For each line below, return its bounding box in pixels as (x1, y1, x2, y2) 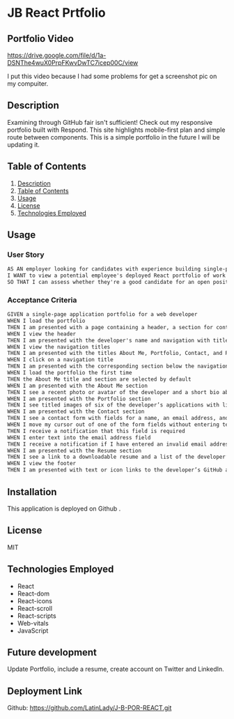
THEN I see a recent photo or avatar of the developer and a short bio (7, 388, 219, 395)
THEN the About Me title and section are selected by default (7, 375, 192, 383)
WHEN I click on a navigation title (7, 356, 114, 363)
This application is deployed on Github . (7, 504, 121, 513)
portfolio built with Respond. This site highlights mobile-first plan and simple (7, 126, 226, 134)
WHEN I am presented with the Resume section (7, 447, 141, 454)
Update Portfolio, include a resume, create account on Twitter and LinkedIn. (7, 665, 224, 674)
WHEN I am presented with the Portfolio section (7, 395, 151, 402)
